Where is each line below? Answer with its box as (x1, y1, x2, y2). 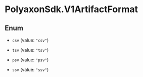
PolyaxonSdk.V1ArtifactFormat (5, 4, 138, 15)
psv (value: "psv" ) (12, 57, 49, 63)
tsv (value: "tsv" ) (12, 47, 49, 53)
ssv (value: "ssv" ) (12, 67, 49, 72)
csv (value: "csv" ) (12, 37, 49, 43)
